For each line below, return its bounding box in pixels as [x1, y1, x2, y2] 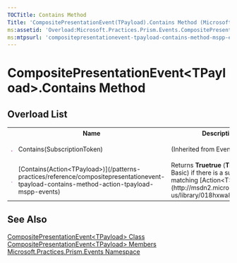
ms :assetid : [7, 26, 42, 33]
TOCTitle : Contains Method [7, 11, 87, 18]
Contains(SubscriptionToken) [18, 145, 104, 153]
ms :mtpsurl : [7, 34, 42, 41]
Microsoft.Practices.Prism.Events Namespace [7, 247, 140, 256]
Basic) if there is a [171, 168, 224, 177]
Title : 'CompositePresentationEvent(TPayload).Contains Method [7, 18, 197, 26]
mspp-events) [18, 187, 61, 196]
